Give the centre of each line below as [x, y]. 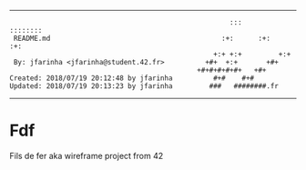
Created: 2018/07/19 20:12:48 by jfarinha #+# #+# [132, 78]
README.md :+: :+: [142, 38]
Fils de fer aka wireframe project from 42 [87, 155]
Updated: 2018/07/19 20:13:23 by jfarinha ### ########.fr [144, 86]
